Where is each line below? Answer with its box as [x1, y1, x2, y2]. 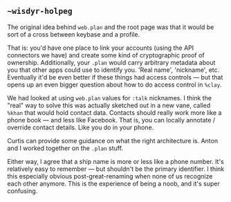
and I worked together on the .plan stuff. [7, 144, 123, 152]
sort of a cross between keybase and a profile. [7, 30, 140, 38]
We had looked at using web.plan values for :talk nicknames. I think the [7, 93, 212, 102]
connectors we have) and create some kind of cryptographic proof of [7, 50, 205, 59]
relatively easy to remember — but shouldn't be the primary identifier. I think [7, 165, 225, 173]
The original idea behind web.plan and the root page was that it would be [7, 23, 214, 31]
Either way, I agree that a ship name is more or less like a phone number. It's [7, 157, 225, 165]
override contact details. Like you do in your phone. [7, 123, 154, 131]
